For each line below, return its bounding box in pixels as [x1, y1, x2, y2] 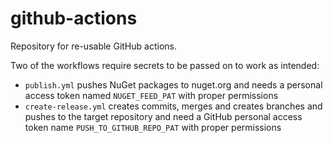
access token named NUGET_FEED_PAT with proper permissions [24, 89, 279, 101]
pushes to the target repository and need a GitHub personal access [24, 110, 303, 122]
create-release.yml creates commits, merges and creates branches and [24, 100, 323, 112]
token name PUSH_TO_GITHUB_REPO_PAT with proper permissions [24, 121, 282, 133]
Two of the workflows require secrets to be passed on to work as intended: [10, 59, 320, 71]
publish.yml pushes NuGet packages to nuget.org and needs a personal [24, 78, 323, 91]
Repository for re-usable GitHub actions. [10, 40, 177, 52]
